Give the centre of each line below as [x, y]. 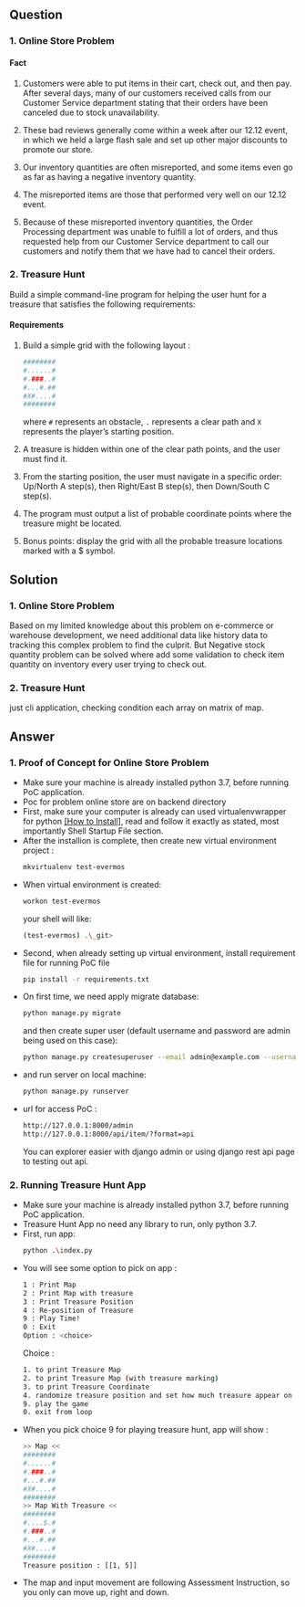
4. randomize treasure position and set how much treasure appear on [158, 1395]
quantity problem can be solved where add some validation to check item [147, 654]
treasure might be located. [72, 523]
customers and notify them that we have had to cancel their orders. [149, 251]
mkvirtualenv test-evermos [74, 867]
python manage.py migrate [71, 1014]
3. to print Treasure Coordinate [86, 1387]
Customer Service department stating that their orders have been [145, 102]
